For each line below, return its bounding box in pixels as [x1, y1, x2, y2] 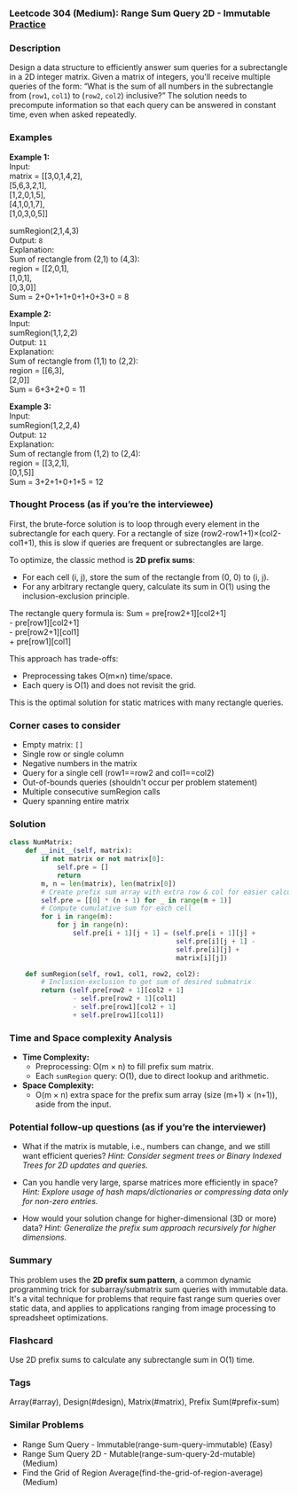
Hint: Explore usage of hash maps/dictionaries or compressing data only [21, 1186, 289, 1197]
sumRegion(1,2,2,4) [9, 419, 81, 430]
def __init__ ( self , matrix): [25, 846, 133, 856]
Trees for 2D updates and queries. [21, 1160, 149, 1170]
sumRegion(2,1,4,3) [9, 225, 80, 236]
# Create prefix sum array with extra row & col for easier [41, 888, 268, 896]
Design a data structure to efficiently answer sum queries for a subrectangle [9, 62, 288, 73]
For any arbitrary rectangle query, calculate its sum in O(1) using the [21, 581, 271, 591]
